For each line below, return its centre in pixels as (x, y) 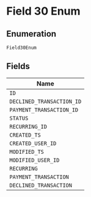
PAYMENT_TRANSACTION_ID (44, 110)
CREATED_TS (25, 135)
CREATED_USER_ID (33, 143)
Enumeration (31, 34)
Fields (18, 66)
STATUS (19, 118)
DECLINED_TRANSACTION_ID (45, 101)
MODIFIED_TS (27, 152)
